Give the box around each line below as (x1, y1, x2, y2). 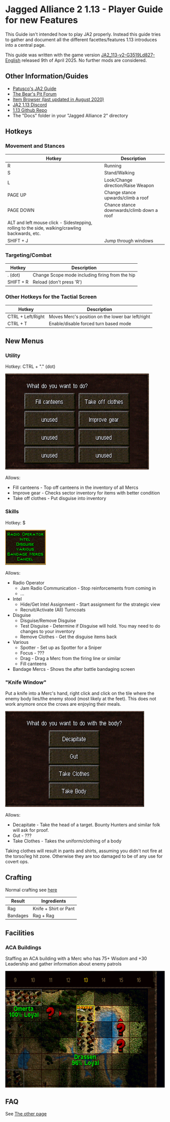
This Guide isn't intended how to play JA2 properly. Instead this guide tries (5, 31, 161, 37)
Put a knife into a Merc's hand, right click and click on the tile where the (5, 690, 154, 697)
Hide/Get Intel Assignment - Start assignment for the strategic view (20, 601, 160, 607)
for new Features (5, 14, 78, 26)
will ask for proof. (12, 827, 49, 833)
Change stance (104, 189, 136, 195)
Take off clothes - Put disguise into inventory (12, 495, 106, 502)
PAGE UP (7, 192, 27, 198)
